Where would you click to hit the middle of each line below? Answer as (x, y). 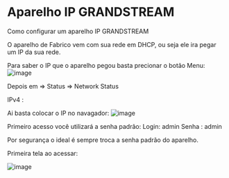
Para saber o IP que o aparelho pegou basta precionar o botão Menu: (106, 65)
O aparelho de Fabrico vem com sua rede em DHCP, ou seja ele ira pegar (112, 44)
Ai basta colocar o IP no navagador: (58, 113)
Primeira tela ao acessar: (43, 153)
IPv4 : (16, 99)
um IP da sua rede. (34, 52)
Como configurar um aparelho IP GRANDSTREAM (78, 31)
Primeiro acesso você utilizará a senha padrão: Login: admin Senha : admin (114, 126)
